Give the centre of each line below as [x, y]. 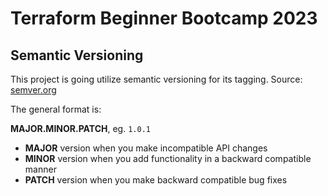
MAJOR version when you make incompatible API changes [146, 148]
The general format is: [56, 109]
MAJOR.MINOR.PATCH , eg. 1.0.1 [80, 128]
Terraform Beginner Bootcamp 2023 [164, 18]
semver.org [33, 90]
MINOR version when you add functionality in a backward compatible [168, 158]
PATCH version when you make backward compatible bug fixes [156, 180]
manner [40, 169]
